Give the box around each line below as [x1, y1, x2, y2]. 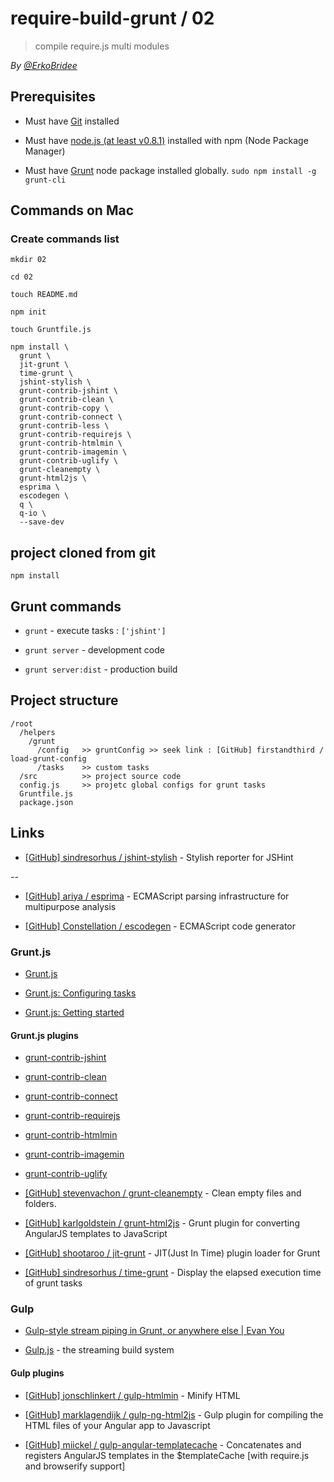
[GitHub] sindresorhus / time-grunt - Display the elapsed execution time [24, 1267, 322, 1279]
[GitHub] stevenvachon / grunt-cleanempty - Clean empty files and [24, 1187, 302, 1199]
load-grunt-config [10, 753, 87, 764]
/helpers [19, 727, 56, 737]
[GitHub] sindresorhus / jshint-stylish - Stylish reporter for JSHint [24, 851, 294, 863]
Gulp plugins [10, 1367, 65, 1379]
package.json [19, 797, 74, 807]
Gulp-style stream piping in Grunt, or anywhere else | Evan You [24, 1325, 285, 1337]
